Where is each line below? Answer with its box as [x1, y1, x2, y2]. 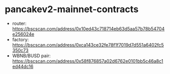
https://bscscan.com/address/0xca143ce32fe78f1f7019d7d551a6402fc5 [12, 42, 164, 48]
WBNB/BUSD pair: [12, 52, 51, 59]
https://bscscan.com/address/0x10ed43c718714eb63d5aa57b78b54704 [12, 25, 165, 31]
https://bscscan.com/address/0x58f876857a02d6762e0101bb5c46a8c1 [12, 58, 164, 64]
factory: [12, 36, 29, 43]
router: [12, 20, 27, 26]
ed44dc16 [12, 63, 34, 69]
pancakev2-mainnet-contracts [5, 4, 139, 15]
